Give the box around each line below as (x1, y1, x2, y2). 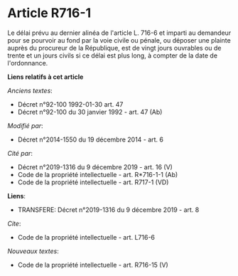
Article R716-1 (7, 5, 92, 21)
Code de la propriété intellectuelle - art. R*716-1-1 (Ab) (17, 170, 178, 179)
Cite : (7, 219, 21, 228)
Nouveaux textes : (7, 247, 59, 255)
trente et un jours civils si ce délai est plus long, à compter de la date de (7, 51, 218, 60)
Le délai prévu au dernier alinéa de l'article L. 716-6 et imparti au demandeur (7, 28, 232, 37)
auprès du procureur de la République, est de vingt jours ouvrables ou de (7, 43, 222, 52)
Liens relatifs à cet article (7, 73, 84, 81)
